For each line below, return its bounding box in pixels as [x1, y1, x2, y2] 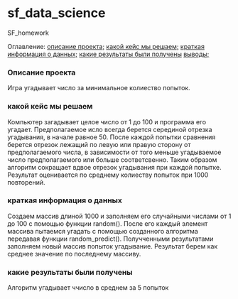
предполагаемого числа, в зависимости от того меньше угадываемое [7, 148, 222, 156]
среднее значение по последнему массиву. [7, 249, 141, 258]
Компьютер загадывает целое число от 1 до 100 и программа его [7, 117, 207, 126]
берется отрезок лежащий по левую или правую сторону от [7, 140, 191, 148]
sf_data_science [7, 5, 106, 21]
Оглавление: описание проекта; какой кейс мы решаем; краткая [7, 42, 205, 50]
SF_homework [7, 28, 50, 37]
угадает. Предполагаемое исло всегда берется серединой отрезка [7, 125, 212, 134]
